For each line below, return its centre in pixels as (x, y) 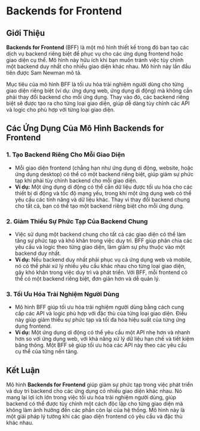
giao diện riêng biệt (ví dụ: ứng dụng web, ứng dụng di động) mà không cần (99, 90)
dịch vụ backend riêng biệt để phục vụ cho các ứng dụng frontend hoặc (95, 54)
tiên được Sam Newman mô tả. (44, 73)
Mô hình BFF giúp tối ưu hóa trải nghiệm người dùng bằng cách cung (99, 307)
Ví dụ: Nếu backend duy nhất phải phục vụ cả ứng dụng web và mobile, (103, 259)
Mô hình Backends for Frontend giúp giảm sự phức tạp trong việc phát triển (100, 385)
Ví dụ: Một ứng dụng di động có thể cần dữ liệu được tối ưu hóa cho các (104, 187)
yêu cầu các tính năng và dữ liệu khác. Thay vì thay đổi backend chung (102, 199)
